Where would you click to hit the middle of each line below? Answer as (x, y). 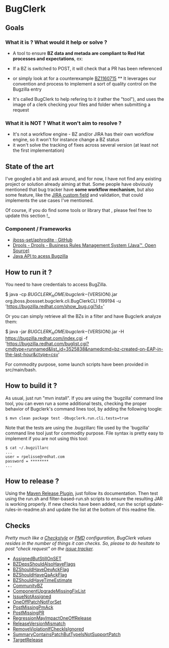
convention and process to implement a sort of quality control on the (84, 84)
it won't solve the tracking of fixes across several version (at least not (86, 145)
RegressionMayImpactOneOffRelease (52, 618)
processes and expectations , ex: (48, 59)
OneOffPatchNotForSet (37, 602)
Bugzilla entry (27, 89)
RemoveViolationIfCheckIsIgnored (48, 629)
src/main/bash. (21, 369)
